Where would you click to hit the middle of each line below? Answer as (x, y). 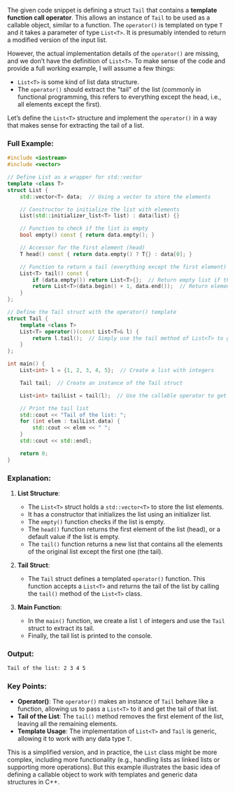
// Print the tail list (55, 408)
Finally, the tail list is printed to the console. (90, 635)
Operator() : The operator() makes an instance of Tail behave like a (115, 702)
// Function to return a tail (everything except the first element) (123, 267)
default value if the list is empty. (74, 536)
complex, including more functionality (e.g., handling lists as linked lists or (114, 760)
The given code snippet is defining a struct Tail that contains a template (112, 10)
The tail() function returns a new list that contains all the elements (125, 544)
